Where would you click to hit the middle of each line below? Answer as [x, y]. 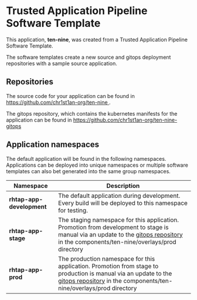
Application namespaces [53, 145]
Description [123, 186]
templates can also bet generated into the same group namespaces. [89, 171]
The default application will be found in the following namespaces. [86, 159]
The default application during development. [119, 195]
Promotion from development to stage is [113, 227]
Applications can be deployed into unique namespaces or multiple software [97, 165]
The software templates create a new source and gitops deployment [89, 57]
